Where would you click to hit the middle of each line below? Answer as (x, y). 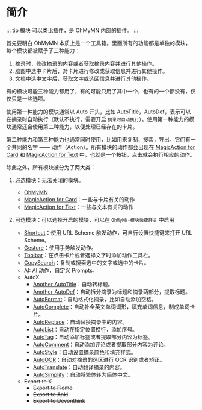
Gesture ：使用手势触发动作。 (60, 247)
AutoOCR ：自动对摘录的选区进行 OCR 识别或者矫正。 (99, 359)
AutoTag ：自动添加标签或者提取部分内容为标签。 (93, 337)
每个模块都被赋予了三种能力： (43, 50)
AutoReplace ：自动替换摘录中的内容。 (80, 322)
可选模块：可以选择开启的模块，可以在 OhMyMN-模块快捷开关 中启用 (95, 219)
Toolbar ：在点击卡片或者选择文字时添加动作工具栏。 (89, 255)
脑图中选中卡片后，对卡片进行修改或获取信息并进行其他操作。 (91, 71)
